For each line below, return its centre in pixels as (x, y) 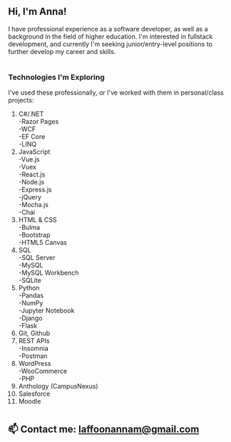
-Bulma (29, 228)
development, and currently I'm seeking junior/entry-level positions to (111, 44)
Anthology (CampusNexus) (58, 386)
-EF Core (32, 137)
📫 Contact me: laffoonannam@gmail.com (104, 429)
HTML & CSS (37, 220)
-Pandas (31, 295)
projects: (21, 100)
